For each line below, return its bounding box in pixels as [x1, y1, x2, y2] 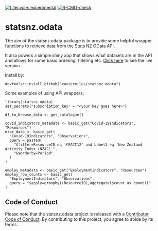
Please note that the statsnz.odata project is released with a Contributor [5, 211, 149, 217]
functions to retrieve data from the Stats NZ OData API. [5, 43, 115, 49]
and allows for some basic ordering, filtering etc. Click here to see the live [5, 58, 153, 63]
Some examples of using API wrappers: [5, 90, 84, 96]
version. [5, 62, 21, 68]
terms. [5, 221, 18, 227]
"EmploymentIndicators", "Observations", [9, 176, 95, 181]
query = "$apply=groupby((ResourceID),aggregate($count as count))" [9, 180, 151, 185]
